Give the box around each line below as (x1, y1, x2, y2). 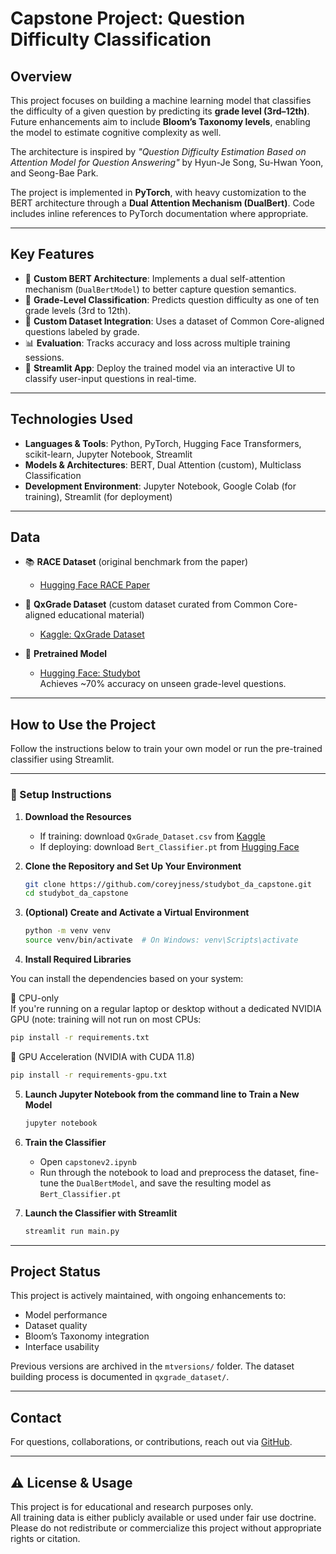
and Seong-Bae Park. (10, 167, 99, 179)
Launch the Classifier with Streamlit (24, 1207, 178, 1219)
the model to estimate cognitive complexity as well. (10, 127, 222, 138)
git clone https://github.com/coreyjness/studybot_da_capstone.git (24, 879, 312, 889)
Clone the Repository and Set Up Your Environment (24, 860, 242, 872)
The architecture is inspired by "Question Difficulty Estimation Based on (10, 146, 307, 157)
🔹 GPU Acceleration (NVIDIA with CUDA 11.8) (10, 1050, 195, 1062)
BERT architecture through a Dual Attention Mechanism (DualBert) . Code (10, 197, 315, 209)
